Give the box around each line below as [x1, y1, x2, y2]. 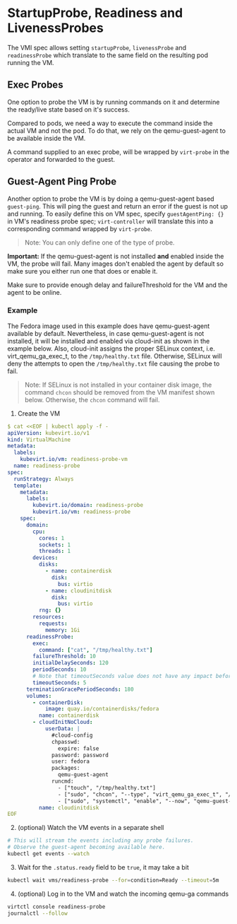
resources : [32, 614, 65, 621]
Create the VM [17, 409, 61, 418]
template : [13, 482, 42, 489]
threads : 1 [38, 548, 71, 555]
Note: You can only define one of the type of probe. [24, 238, 175, 247]
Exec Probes [7, 79, 63, 91]
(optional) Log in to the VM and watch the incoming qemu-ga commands [17, 889, 229, 898]
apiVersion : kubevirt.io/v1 [7, 429, 90, 436]
